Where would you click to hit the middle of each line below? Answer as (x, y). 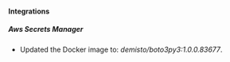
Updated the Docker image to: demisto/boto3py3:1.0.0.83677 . (121, 49)
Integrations (29, 11)
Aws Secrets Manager (46, 29)
